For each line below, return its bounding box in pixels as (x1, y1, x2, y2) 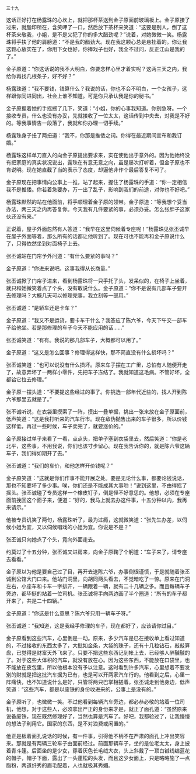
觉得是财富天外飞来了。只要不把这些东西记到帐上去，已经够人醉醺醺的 (21, 649, 190, 656)
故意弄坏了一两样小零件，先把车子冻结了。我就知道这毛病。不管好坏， (16, 369, 185, 375)
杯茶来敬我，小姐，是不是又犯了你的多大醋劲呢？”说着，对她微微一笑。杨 (6, 31, 183, 38)
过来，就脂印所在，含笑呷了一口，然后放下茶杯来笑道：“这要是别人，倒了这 (6, 24, 188, 30)
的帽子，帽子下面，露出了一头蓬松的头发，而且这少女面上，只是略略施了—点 (6, 755, 190, 761)
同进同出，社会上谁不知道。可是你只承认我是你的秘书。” (21, 92, 155, 99)
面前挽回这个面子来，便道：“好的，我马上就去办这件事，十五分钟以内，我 (6, 496, 183, 503)
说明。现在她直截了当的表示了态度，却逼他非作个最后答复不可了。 (10, 166, 170, 173)
